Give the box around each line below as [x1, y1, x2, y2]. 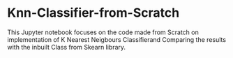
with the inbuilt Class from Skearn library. [7, 43, 126, 51]
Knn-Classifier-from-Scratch [7, 5, 180, 21]
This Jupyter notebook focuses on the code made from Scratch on [7, 28, 199, 36]
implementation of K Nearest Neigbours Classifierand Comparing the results [7, 35, 227, 43]
